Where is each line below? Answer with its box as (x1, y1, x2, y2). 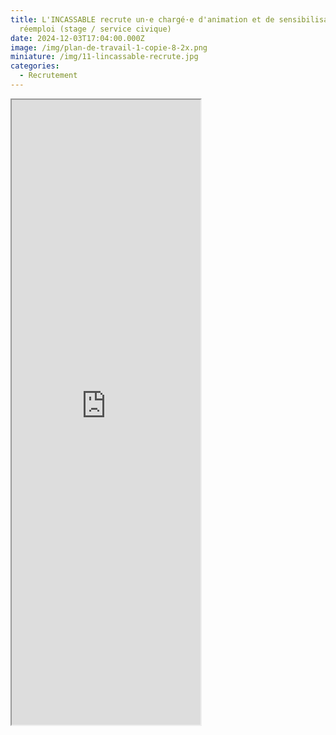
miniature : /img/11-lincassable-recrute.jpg (10, 52, 199, 62)
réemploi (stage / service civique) (19, 24, 172, 34)
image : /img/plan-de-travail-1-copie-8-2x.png (10, 42, 208, 53)
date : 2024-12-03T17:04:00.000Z (10, 33, 145, 43)
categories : (10, 61, 60, 71)
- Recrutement (19, 71, 78, 81)
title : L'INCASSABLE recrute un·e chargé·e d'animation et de (10, 14, 275, 25)
